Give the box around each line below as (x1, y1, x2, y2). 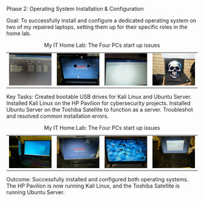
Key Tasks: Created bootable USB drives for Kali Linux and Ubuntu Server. (6, 93, 192, 101)
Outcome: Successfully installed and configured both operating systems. (6, 176, 189, 183)
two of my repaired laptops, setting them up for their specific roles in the (6, 24, 188, 30)
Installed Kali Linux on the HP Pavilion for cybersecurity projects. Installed (6, 99, 191, 107)
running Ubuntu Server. (6, 189, 65, 196)
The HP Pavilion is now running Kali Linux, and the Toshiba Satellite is (6, 182, 180, 190)
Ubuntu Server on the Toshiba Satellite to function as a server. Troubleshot (6, 106, 193, 113)
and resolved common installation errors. (6, 112, 109, 120)
